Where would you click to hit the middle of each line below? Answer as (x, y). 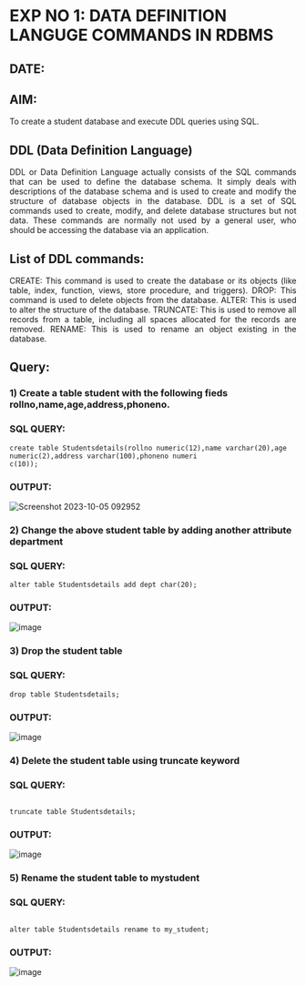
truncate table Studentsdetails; (73, 812)
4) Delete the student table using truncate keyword (125, 760)
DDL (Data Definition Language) (101, 150)
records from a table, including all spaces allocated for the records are (153, 320)
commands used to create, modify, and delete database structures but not (153, 211)
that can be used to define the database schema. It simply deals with (153, 182)
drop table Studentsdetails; (65, 694)
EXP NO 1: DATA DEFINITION (118, 16)
